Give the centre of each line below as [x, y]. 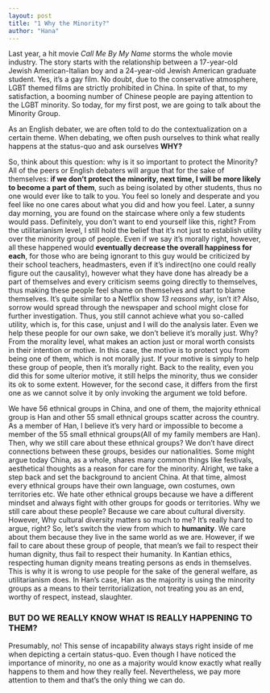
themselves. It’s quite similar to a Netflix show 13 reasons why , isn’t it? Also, [134, 299]
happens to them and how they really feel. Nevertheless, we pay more [125, 671]
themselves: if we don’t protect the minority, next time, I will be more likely [135, 179]
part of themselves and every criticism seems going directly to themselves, [133, 282]
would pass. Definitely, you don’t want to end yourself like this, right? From [132, 222]
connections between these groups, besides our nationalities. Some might [132, 451]
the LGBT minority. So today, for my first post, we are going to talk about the [135, 105]
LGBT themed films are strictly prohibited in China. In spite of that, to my [128, 88]
